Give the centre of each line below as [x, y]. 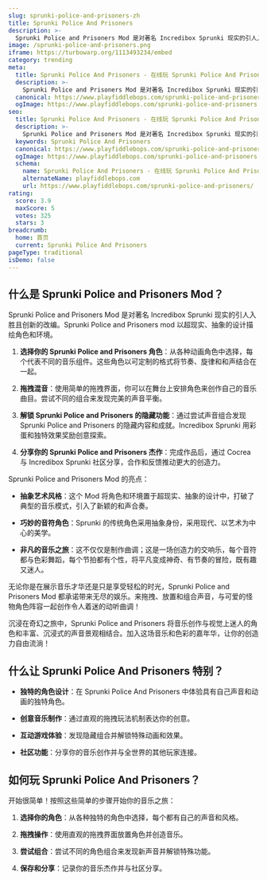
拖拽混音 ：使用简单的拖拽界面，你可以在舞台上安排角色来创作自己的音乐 [138, 389]
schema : [28, 164]
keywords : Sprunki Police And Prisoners [83, 141]
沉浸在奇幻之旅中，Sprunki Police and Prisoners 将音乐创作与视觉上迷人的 [130, 624]
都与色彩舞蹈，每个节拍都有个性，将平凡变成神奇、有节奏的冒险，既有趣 [138, 560]
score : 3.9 [33, 201]
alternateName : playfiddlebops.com [81, 179]
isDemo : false [32, 260]
